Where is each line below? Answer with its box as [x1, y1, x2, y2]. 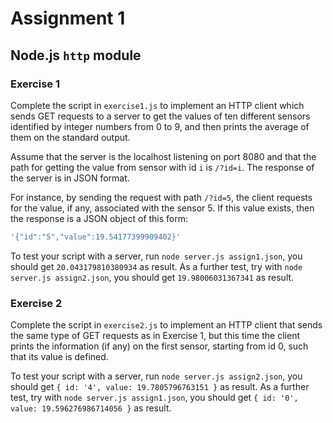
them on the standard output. [10, 131, 131, 143]
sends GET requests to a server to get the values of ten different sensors [10, 110, 311, 122]
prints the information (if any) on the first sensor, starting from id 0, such [10, 340, 309, 352]
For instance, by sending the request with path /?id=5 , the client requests [10, 191, 313, 203]
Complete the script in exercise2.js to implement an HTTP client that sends [10, 319, 323, 331]
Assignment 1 [10, 7, 126, 30]
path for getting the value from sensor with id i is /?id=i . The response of [10, 161, 315, 173]
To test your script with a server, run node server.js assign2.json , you [10, 370, 303, 382]
